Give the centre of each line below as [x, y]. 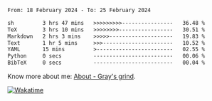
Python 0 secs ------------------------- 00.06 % [106, 56]
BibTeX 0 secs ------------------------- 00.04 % [106, 63]
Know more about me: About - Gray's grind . [71, 76]
